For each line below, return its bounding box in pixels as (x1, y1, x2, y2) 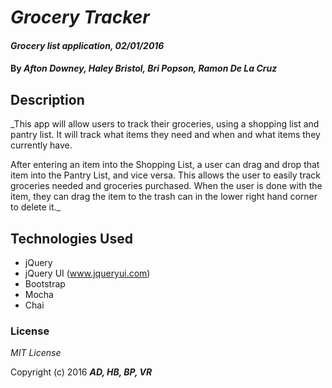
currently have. (10, 139, 73, 151)
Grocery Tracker (10, 6, 150, 29)
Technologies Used (10, 230, 133, 247)
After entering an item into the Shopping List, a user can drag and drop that (10, 159, 320, 171)
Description (10, 91, 85, 108)
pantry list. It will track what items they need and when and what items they (10, 129, 321, 141)
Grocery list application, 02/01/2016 (10, 39, 165, 51)
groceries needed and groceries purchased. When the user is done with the (10, 180, 323, 192)
